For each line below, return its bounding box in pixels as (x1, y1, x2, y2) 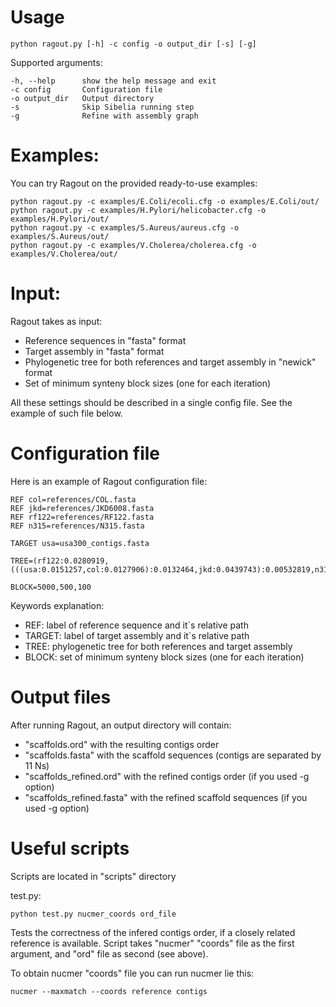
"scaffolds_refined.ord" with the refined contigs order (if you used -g (24, 770, 310, 782)
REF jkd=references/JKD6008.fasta (10, 503, 155, 513)
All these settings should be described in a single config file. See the (10, 396, 293, 408)
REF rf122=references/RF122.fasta (10, 512, 155, 522)
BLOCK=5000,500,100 (10, 582, 92, 592)
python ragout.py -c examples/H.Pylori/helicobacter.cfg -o (10, 205, 267, 215)
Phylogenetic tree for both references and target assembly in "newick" (24, 356, 317, 368)
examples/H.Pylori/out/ (10, 214, 110, 224)
